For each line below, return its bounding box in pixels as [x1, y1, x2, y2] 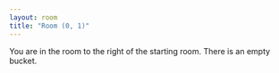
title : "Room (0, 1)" [9, 21, 90, 30]
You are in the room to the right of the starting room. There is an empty [9, 45, 271, 56]
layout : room [9, 12, 58, 22]
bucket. [9, 55, 38, 66]
